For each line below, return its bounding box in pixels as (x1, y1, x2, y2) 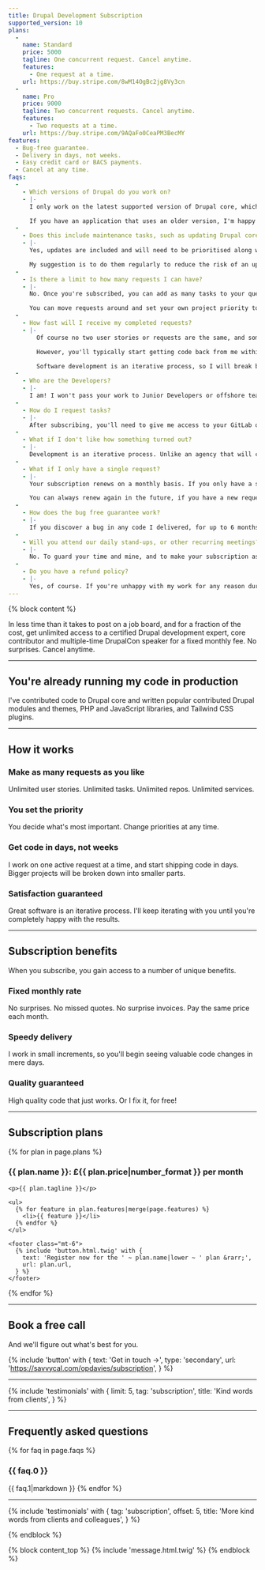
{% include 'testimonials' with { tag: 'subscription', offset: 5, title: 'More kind (8, 1506, 255, 1515)
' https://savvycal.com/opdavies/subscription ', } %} (8, 1363, 174, 1372)
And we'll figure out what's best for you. (8, 1339, 139, 1349)
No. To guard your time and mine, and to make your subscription (28, 553, 248, 561)
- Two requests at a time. (28, 122, 118, 130)
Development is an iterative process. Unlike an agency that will (28, 451, 252, 459)
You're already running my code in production (8, 675, 239, 689)
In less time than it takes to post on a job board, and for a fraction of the (8, 619, 241, 628)
